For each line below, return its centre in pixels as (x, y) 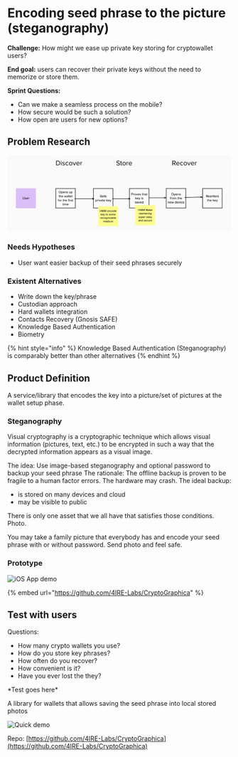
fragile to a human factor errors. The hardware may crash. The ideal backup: (119, 481)
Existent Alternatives (44, 281)
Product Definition (49, 378)
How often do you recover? (58, 661)
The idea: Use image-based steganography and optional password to (109, 466)
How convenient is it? (49, 668)
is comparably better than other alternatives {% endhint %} (94, 356)
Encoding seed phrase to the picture (117, 13)
